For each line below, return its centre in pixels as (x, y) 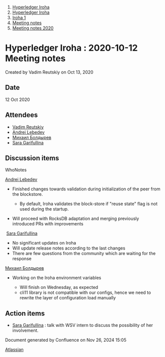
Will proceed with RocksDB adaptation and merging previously (76, 218)
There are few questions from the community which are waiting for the (84, 253)
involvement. (25, 330)
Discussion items (32, 158)
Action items (25, 313)
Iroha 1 (19, 18)
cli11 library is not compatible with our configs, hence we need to (85, 292)
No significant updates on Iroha (44, 243)
